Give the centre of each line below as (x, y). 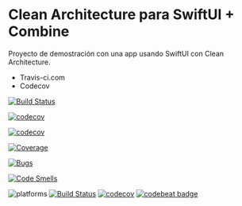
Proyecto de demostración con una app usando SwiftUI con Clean (116, 53)
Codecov (35, 86)
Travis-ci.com (42, 77)
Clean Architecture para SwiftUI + (121, 15)
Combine (39, 31)
